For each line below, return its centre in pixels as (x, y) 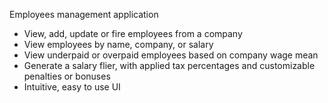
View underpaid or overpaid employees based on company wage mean (171, 55)
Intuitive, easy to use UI (72, 87)
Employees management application (84, 14)
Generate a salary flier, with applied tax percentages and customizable (169, 65)
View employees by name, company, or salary (118, 44)
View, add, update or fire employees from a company (133, 33)
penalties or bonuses (67, 76)
